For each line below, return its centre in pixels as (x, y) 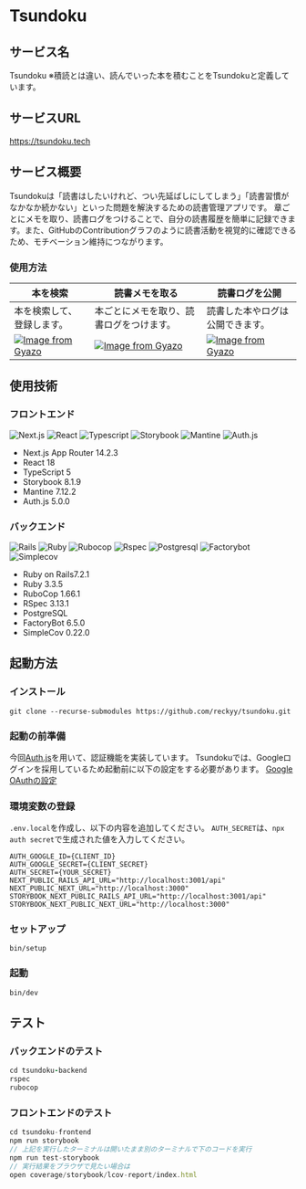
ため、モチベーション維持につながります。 (89, 241)
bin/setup (28, 949)
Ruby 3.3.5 (43, 584)
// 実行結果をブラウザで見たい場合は (70, 1166)
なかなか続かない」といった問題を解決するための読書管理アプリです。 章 (146, 207)
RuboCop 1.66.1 (51, 594)
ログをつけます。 (139, 324)
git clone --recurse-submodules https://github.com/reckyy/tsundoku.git (150, 711)
